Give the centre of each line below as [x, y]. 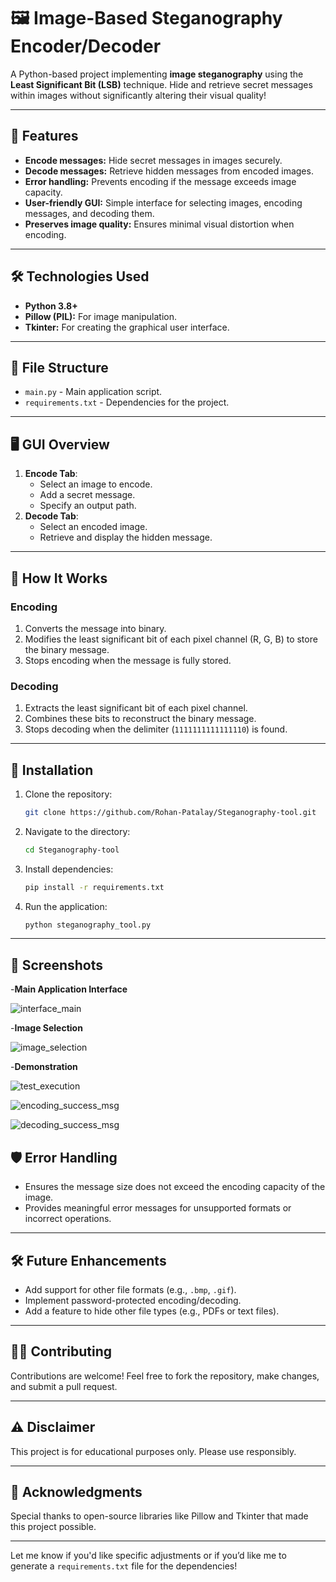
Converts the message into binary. [95, 628]
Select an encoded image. [93, 527]
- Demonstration [44, 1067]
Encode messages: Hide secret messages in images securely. [153, 160]
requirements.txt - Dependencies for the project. [127, 402]
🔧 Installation [52, 770]
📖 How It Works [59, 578]
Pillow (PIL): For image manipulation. [101, 316]
